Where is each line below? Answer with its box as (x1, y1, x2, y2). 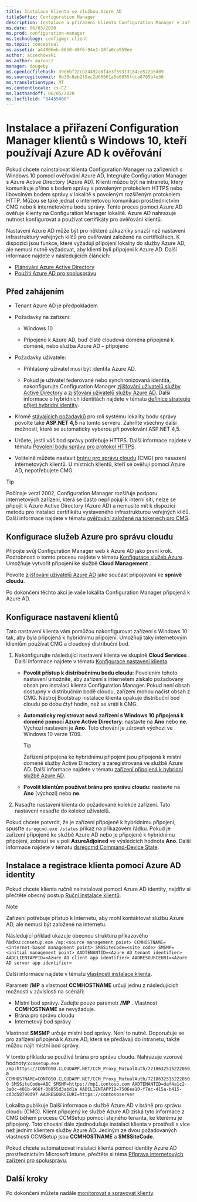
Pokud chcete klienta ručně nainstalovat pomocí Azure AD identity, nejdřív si (6, 885, 191, 892)
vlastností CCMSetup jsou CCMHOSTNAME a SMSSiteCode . (6, 1133, 154, 1140)
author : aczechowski (6, 52, 57, 58)
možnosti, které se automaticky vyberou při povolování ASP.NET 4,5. (14, 425, 181, 432)
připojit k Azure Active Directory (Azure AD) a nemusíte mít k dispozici (6, 502, 176, 509)
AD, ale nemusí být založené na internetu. (6, 921, 107, 928)
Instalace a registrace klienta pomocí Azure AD (6, 861, 182, 871)
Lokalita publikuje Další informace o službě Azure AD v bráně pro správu (6, 1102, 181, 1109)
